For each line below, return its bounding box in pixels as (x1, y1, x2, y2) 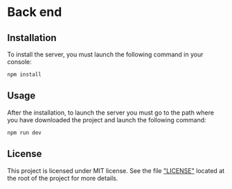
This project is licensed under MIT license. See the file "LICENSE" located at (7, 166, 225, 174)
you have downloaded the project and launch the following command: (7, 115, 206, 124)
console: (7, 58, 33, 66)
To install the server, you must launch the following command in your (7, 50, 204, 58)
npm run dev (7, 129, 42, 136)
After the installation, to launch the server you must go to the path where (7, 108, 215, 117)
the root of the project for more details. (7, 174, 118, 182)
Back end (7, 4, 62, 20)
